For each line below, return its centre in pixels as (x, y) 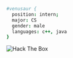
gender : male (29, 26)
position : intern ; (36, 14)
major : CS (24, 20)
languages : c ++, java (40, 31)
